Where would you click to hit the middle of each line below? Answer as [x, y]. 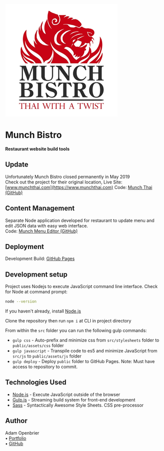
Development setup [36, 274]
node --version [21, 301]
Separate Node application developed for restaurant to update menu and [80, 220]
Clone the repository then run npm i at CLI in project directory [68, 321]
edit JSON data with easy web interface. [47, 225]
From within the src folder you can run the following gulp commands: [76, 330]
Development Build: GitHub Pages [40, 258]
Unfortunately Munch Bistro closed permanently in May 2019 [68, 176]
